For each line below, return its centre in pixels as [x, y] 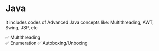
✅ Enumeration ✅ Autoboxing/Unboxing [46, 43]
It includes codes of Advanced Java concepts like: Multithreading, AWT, [80, 22]
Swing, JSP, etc [21, 27]
